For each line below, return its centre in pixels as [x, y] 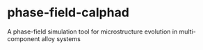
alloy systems [61, 38]
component [24, 38]
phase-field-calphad [68, 13]
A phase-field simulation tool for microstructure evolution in [92, 32]
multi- [187, 32]
